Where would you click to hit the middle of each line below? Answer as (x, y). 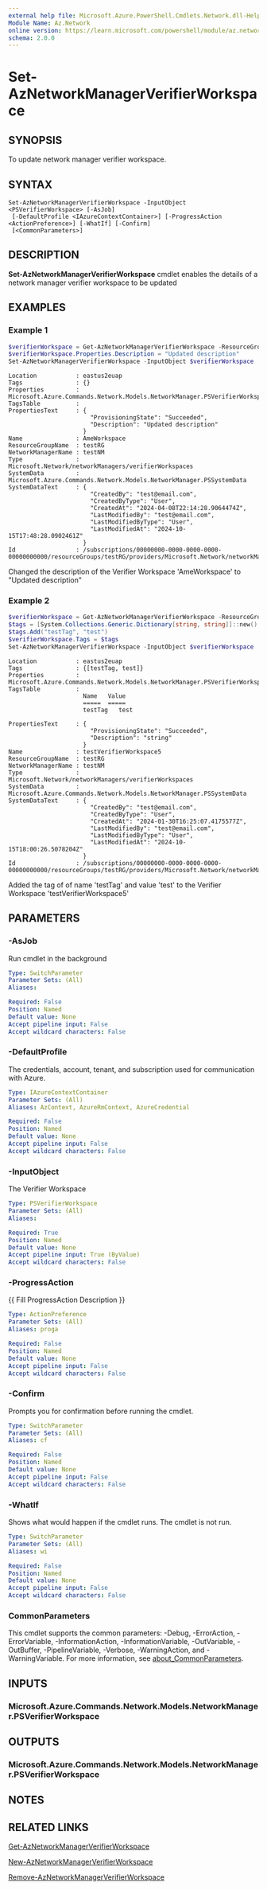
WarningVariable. (37, 1658)
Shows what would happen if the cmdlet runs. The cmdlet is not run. (120, 1522)
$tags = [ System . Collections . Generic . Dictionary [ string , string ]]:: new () (133, 625)
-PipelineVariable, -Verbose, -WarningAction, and (124, 1650)
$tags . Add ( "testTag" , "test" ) (58, 632)
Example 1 (28, 330)
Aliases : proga (33, 1330)
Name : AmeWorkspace (67, 438)
